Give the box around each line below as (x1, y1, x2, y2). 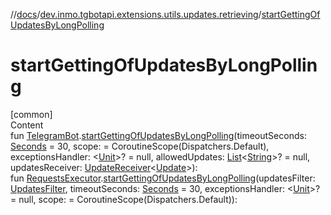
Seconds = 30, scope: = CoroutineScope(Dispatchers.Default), (10, 140, 270, 152)
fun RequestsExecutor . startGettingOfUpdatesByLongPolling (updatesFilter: (10, 172, 316, 184)
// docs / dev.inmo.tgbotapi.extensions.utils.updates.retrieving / (10, 9, 262, 20)
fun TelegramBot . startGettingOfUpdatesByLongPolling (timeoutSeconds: (10, 129, 307, 141)
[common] (10, 108, 53, 120)
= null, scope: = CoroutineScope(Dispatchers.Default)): (10, 193, 238, 205)
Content (10, 119, 44, 131)
